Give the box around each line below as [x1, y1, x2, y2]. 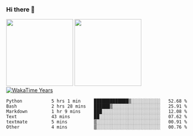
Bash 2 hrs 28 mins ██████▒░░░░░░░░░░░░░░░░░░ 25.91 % [6, 103, 187, 109]
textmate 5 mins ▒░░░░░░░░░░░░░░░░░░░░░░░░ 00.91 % [6, 119, 187, 125]
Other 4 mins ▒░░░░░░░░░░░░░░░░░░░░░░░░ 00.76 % [6, 124, 187, 130]
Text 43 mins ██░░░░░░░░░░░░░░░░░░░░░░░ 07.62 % [6, 114, 187, 120]
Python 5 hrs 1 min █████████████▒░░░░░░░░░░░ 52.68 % [6, 98, 187, 105]
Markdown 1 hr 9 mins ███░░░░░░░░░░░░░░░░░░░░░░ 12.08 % [6, 109, 187, 115]
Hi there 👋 [6, 5, 36, 14]
